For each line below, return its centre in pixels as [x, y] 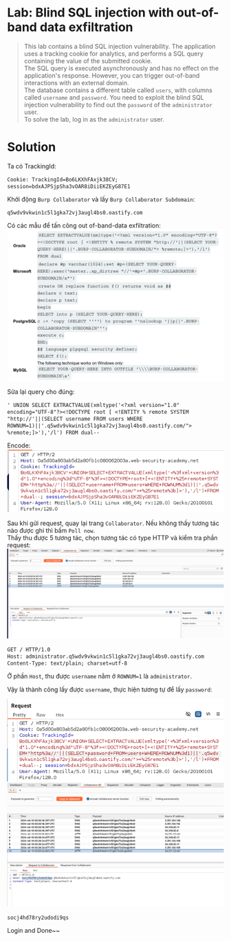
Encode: [19, 445]
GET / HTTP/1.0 [29, 650]
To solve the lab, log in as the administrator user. [94, 119]
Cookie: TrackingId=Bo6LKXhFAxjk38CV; [63, 179]
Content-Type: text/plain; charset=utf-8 [67, 664]
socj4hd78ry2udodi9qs [38, 918]
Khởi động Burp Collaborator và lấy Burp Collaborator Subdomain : [101, 199]
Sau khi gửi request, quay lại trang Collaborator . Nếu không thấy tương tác [113, 523]
